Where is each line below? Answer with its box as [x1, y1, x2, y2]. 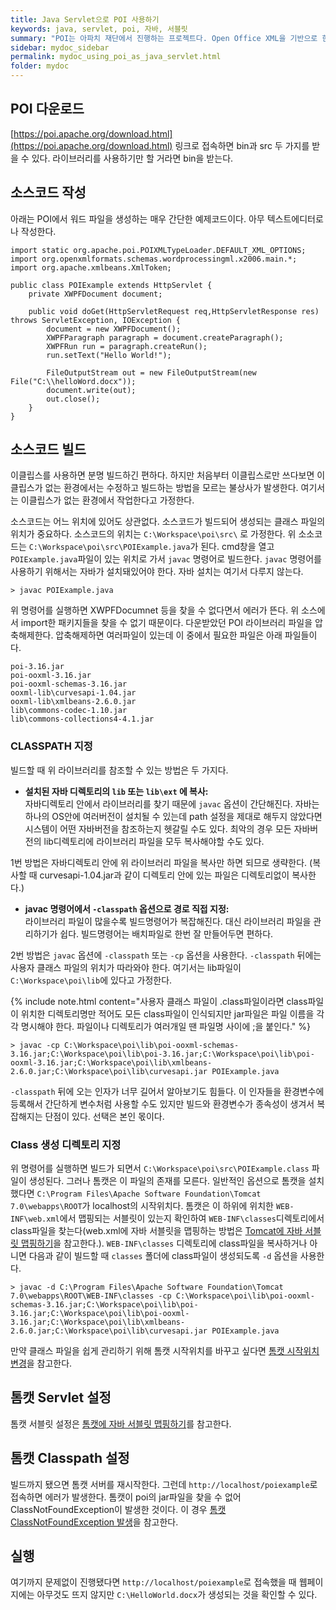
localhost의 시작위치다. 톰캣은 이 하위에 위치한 [92, 1200, 274, 1212]
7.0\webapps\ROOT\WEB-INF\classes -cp [10, 1291, 172, 1301]
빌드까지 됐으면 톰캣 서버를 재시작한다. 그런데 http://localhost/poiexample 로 [10, 1478, 318, 1490]
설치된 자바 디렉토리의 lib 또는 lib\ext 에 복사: [24, 785, 209, 797]
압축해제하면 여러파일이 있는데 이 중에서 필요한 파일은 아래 [55, 629, 283, 641]
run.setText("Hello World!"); [46, 350, 172, 360]
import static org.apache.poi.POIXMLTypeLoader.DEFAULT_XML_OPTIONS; [10, 245, 307, 255]
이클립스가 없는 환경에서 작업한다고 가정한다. [20, 494, 195, 506]
